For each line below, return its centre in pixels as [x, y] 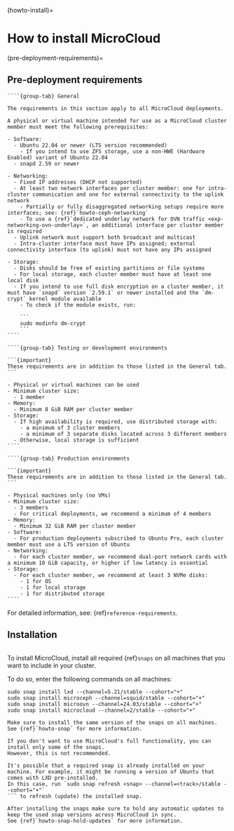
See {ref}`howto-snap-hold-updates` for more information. [95, 820]
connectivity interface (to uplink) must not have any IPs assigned [109, 250]
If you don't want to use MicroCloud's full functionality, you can [109, 741]
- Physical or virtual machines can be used [73, 385]
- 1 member [29, 397]
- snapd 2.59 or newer [47, 164]
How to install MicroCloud [84, 39]
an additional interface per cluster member [158, 225]
